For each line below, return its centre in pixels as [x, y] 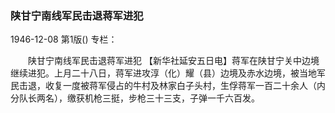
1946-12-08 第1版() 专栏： [64, 39]
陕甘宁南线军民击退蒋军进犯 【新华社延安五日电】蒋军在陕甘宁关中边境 [173, 61]
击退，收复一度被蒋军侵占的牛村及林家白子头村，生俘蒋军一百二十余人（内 [172, 86]
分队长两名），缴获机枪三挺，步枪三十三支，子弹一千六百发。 [135, 98]
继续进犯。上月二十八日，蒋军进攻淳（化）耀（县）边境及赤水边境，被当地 [163, 73]
